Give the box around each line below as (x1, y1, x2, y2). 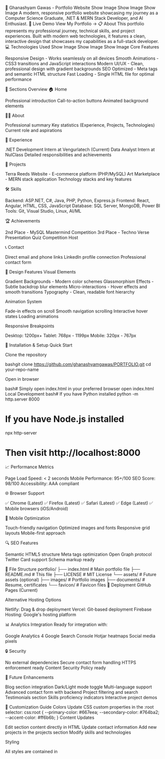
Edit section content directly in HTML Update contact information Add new (5, 724, 157, 730)
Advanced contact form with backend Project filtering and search (5, 689, 138, 695)
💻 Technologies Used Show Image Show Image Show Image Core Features (5, 44, 160, 49)
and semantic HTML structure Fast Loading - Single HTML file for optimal (5, 71, 155, 77)
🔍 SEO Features (5, 539, 39, 546)
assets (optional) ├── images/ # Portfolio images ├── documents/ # (5, 577, 145, 582)
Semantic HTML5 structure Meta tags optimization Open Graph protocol (5, 551, 152, 557)
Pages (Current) (5, 587, 38, 593)
